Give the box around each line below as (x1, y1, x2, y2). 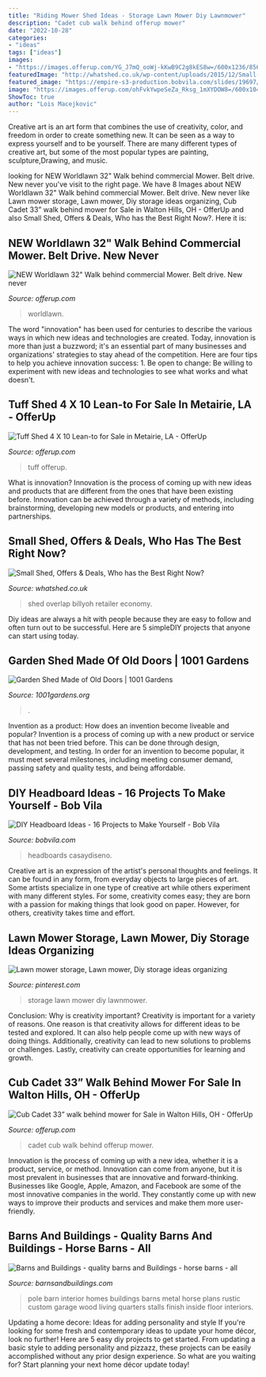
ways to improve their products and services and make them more (8, 1198, 225, 1207)
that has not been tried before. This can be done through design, (8, 738, 220, 747)
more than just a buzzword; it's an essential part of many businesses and (8, 341, 247, 350)
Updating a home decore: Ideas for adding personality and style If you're (8, 1317, 245, 1327)
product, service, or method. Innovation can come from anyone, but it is (8, 1164, 243, 1174)
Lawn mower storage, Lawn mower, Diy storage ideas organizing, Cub (8, 196, 237, 206)
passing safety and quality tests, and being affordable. (8, 763, 186, 773)
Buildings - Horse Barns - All (8, 1242, 151, 1255)
